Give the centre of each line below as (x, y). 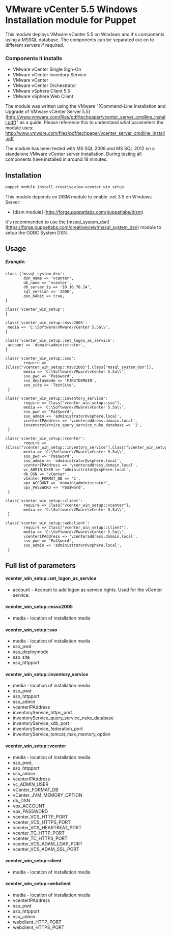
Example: (16, 261)
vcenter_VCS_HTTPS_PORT (42, 822)
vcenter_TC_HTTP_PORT (39, 833)
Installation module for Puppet (71, 20)
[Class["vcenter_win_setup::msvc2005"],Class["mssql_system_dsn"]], (79, 367)
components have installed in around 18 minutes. (56, 159)
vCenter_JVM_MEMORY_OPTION (47, 795)
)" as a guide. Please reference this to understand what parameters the (89, 123)
